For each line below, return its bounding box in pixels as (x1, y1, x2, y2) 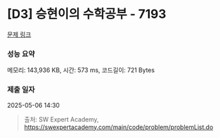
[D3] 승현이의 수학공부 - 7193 (7, 6, 166, 22)
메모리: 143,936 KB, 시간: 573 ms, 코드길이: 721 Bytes (7, 66, 155, 74)
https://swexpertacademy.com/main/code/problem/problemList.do (23, 123, 214, 131)
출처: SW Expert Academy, (23, 115, 99, 124)
